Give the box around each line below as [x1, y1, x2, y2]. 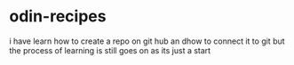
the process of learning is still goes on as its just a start [9, 45, 211, 55]
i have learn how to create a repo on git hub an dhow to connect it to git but [9, 36, 286, 46]
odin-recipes [9, 6, 107, 27]
